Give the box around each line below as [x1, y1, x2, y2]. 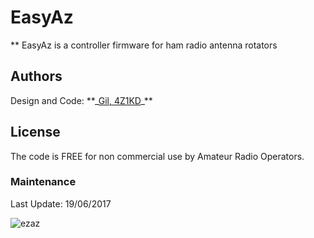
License [10, 124, 61, 141]
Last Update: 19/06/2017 [10, 197, 112, 210]
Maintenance [10, 175, 77, 189]
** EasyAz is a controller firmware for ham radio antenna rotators [10, 39, 278, 51]
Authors [10, 68, 63, 85]
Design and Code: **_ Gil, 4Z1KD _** [10, 94, 153, 106]
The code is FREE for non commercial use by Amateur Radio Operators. [10, 150, 305, 162]
